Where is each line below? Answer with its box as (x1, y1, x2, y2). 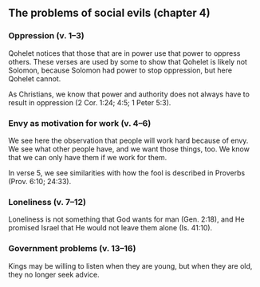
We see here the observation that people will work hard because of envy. (8, 136, 249, 145)
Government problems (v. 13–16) (8, 243, 136, 254)
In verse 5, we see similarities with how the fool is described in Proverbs (8, 167, 246, 178)
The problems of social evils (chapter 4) (8, 6, 211, 20)
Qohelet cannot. (8, 73, 61, 83)
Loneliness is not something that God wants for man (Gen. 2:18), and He (8, 214, 245, 224)
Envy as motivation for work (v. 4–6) (8, 117, 152, 128)
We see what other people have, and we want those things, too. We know (8, 143, 250, 154)
